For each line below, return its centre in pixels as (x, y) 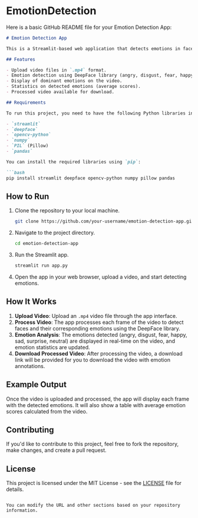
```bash (16, 172)
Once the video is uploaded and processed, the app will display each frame (98, 399)
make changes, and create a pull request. (57, 450)
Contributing (30, 430)
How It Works (32, 302)
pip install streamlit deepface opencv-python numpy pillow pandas (91, 178)
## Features (21, 59)
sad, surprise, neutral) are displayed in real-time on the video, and (95, 341)
